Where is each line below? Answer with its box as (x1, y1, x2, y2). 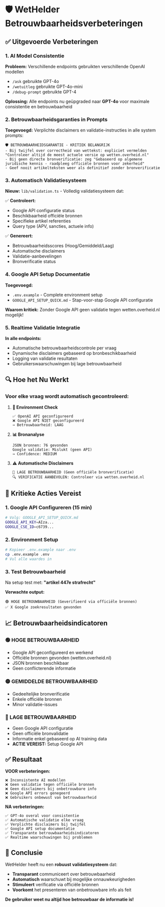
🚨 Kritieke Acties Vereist (5, 489, 82, 498)
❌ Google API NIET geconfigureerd (12, 418, 84, 423)
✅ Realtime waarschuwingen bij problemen (5, 835, 93, 840)
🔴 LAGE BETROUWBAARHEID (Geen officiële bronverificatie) (12, 470, 134, 475)
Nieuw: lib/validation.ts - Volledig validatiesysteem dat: (5, 188, 124, 194)
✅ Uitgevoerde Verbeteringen (5, 38, 98, 46)
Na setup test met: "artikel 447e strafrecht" (5, 579, 96, 586)
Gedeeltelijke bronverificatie (12, 691, 70, 697)
